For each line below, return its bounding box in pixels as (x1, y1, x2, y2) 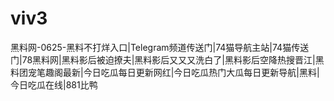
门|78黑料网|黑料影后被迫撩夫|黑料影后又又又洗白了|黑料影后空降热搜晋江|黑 (10, 53, 325, 66)
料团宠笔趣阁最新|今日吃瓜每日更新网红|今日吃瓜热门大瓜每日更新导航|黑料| (10, 66, 320, 78)
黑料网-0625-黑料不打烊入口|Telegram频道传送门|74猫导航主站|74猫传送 (10, 41, 310, 53)
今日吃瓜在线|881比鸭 (10, 78, 98, 91)
